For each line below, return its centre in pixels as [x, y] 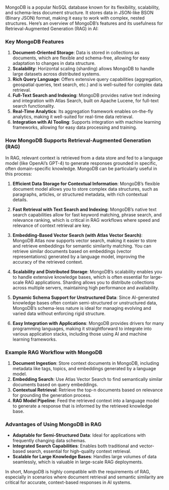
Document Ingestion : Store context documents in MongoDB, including [86, 363]
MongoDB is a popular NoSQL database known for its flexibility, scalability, [82, 7]
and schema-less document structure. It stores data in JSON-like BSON [79, 13]
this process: [19, 174]
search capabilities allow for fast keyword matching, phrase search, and [87, 215]
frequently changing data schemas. [49, 441]
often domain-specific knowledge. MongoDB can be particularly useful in [81, 169]
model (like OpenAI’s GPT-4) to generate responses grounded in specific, [81, 163]
